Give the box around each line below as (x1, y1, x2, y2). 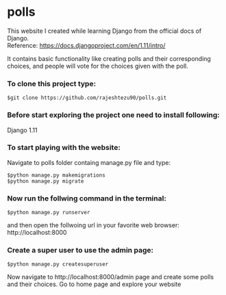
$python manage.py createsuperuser (7, 261, 109, 268)
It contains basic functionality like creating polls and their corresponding (7, 54, 211, 62)
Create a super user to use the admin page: (7, 246, 154, 255)
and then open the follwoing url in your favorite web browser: (7, 221, 179, 229)
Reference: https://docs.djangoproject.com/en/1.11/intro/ (7, 41, 166, 49)
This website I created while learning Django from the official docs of (7, 27, 202, 35)
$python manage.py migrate (7, 177, 84, 185)
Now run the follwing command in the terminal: (7, 193, 166, 203)
